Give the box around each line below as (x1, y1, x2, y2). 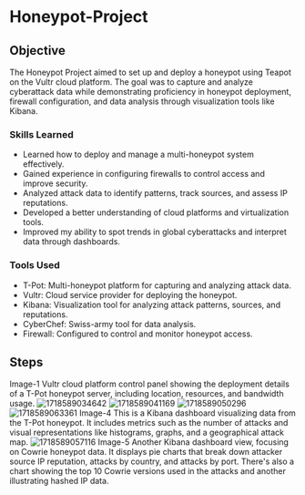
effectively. (22, 159, 65, 170)
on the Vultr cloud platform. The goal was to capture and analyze (9, 77, 253, 88)
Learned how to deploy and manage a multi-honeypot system (22, 149, 255, 160)
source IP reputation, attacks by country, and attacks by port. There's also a (9, 456, 294, 467)
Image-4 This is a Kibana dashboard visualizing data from (78, 407, 296, 418)
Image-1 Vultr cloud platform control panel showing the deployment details (9, 378, 290, 389)
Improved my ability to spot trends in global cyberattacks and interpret (22, 226, 287, 238)
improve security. (22, 178, 88, 189)
